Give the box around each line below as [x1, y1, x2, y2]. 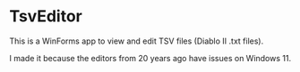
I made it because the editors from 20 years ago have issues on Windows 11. [9, 52, 292, 63]
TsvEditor [9, 6, 82, 27]
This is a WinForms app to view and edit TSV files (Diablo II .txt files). [9, 36, 264, 46]
